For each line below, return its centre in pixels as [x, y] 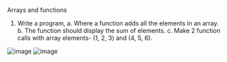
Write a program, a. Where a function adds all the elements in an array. [118, 23]
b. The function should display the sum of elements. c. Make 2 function [119, 31]
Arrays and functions [37, 10]
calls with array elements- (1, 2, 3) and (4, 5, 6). [85, 38]
